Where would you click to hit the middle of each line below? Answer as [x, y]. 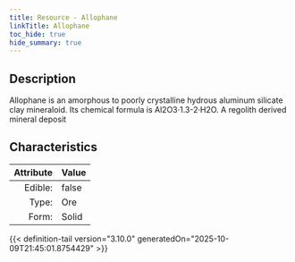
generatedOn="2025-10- [183, 239]
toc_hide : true [38, 34]
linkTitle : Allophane [50, 26]
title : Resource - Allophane [63, 17]
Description [42, 78]
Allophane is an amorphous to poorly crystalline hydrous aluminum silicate [146, 100]
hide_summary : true [46, 42]
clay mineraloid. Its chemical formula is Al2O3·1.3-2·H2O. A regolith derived [148, 110]
